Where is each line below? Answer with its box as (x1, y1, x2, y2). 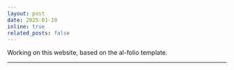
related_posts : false (7, 29, 70, 37)
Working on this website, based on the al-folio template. (7, 49, 168, 57)
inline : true (7, 23, 45, 30)
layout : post (7, 10, 45, 17)
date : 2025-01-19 (7, 17, 58, 24)
